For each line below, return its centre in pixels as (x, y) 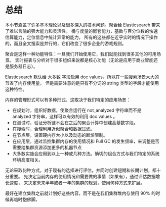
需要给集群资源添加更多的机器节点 (47, 147)
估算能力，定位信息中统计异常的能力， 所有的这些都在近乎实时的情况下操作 (82, 37)
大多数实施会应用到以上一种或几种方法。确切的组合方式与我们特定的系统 (86, 154)
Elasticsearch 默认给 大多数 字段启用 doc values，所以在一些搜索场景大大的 (82, 77)
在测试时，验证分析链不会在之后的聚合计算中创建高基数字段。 (75, 122)
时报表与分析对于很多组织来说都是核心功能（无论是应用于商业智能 (86, 60)
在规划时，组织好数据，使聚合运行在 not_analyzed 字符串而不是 (77, 110)
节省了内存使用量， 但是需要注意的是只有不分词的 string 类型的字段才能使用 (82, 83)
